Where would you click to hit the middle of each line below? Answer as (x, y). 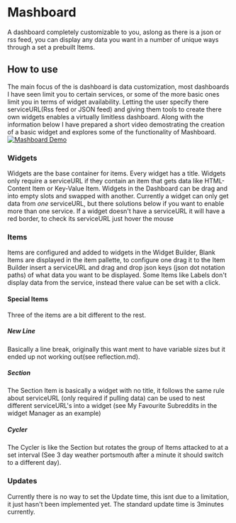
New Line (21, 331)
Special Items (28, 298)
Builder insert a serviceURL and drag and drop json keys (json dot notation (116, 268)
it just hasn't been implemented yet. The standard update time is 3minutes (116, 504)
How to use (33, 69)
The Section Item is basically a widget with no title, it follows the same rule (116, 391)
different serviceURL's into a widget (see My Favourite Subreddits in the (112, 406)
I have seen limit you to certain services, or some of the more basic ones (113, 94)
